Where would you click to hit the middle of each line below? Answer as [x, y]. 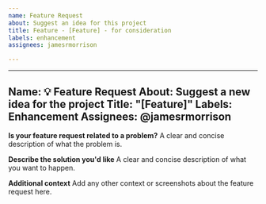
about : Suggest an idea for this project [78, 23]
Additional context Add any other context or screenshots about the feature [131, 183]
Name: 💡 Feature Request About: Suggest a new [129, 92]
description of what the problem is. [65, 144]
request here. [30, 191]
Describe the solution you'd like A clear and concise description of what [127, 159]
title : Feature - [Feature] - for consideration [90, 30]
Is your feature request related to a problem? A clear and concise [116, 135]
